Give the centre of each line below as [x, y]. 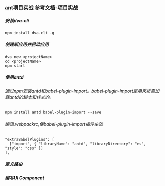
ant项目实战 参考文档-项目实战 [42, 7]
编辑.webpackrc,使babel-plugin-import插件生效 [54, 124]
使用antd [14, 77]
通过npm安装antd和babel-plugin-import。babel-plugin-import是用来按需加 [82, 91]
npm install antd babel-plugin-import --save [53, 113]
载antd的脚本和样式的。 [29, 97]
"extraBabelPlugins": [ [30, 139]
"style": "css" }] [24, 148]
